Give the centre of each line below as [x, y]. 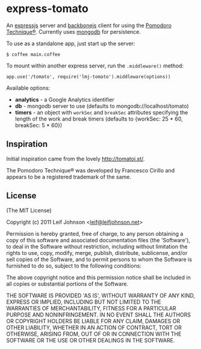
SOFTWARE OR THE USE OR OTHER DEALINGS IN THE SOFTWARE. [91, 340]
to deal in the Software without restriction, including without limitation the [97, 247]
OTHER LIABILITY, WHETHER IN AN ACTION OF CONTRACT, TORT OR [94, 327]
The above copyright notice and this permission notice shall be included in [98, 277]
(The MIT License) [29, 210]
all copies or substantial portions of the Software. [67, 284]
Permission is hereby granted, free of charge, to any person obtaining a [95, 233]
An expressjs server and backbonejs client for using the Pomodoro [89, 25]
